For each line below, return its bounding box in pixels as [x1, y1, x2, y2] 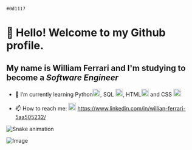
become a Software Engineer [6, 72, 118, 83]
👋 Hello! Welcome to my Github [6, 26, 166, 39]
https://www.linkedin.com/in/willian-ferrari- [77, 105, 186, 112]
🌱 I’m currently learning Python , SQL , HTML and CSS [15, 91, 172, 98]
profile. [6, 39, 44, 53]
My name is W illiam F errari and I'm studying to [6, 63, 186, 73]
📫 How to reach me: [15, 105, 67, 112]
